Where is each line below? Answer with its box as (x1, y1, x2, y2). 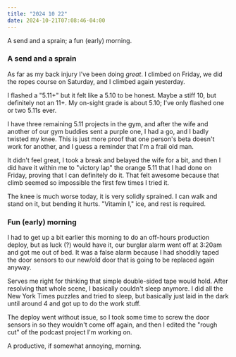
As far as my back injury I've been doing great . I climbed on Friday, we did (7, 70, 223, 78)
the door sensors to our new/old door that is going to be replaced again (7, 255, 215, 265)
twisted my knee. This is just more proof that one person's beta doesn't (7, 135, 215, 143)
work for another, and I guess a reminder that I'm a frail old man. (7, 142, 194, 150)
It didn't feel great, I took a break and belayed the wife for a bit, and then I (7, 156, 221, 164)
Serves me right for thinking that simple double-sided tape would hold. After (7, 277, 229, 286)
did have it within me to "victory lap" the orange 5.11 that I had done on (7, 163, 212, 171)
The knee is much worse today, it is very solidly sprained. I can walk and (7, 192, 218, 200)
